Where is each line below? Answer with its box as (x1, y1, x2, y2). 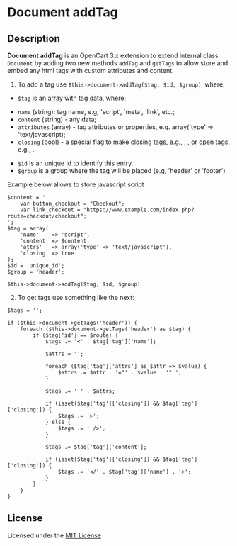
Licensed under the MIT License (7, 531, 101, 540)
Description (7, 33, 60, 45)
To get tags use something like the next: (17, 294, 134, 301)
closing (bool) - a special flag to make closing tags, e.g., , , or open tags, (17, 138, 230, 146)
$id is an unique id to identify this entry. (17, 159, 134, 167)
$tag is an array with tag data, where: (17, 94, 126, 102)
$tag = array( (7, 225, 50, 232)
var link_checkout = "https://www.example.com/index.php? (20, 206, 195, 213)
